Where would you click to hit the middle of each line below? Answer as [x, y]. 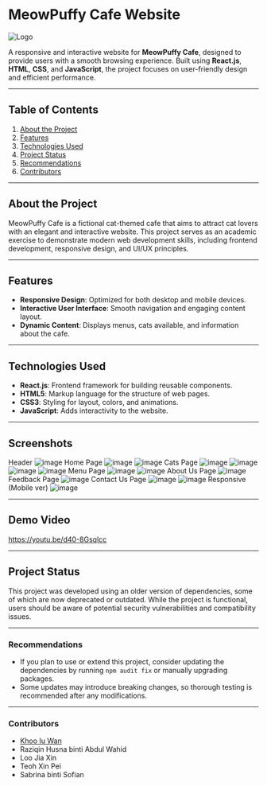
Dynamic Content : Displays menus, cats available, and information [129, 325]
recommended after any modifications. [83, 695]
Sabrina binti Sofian [52, 775]
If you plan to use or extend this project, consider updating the [122, 661]
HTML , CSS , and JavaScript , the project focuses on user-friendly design [128, 68]
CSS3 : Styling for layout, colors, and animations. [99, 403]
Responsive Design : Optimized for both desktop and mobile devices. [133, 300]
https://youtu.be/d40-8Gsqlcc [58, 539]
